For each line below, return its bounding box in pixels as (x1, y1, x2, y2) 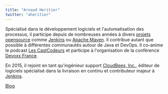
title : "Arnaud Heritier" (5, 7, 60, 13)
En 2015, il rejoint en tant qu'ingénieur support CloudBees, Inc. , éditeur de (5, 62, 160, 68)
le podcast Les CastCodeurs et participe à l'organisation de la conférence (5, 47, 160, 53)
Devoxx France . (5, 52, 38, 58)
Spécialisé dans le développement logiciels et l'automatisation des (5, 26, 144, 32)
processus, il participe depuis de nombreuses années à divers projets (5, 31, 151, 37)
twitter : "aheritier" (5, 12, 51, 17)
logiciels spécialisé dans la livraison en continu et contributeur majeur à (5, 67, 155, 73)
